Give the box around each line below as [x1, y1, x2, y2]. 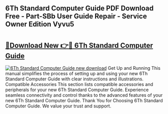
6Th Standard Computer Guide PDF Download [5, 4, 154, 13]
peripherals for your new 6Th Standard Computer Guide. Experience [5, 87, 149, 93]
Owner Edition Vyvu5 [5, 20, 75, 28]
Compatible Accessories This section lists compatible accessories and [5, 81, 154, 87]
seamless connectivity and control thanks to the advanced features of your [5, 92, 163, 98]
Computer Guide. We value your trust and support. [5, 103, 111, 109]
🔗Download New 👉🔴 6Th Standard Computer [5, 41, 153, 50]
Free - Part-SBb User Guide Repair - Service [5, 12, 147, 21]
